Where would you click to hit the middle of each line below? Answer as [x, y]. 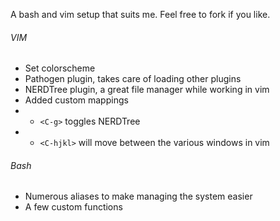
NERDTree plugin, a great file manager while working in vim [147, 90]
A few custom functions [73, 207]
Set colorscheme [60, 68]
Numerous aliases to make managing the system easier [138, 196]
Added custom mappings [76, 100]
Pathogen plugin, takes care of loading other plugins [133, 79]
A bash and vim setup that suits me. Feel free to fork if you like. [140, 14]
